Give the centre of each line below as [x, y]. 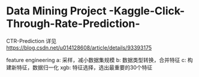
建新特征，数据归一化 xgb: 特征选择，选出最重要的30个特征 [79, 67]
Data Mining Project [56, 11]
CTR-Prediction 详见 [31, 41]
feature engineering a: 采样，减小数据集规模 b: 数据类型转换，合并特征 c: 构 [99, 60]
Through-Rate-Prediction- [73, 24]
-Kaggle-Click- [147, 11]
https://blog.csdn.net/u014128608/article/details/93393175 [79, 47]
